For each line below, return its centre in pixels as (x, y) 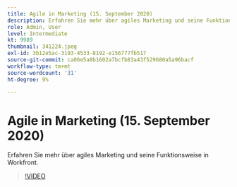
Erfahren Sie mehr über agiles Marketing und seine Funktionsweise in (108, 155)
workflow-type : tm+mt (39, 66)
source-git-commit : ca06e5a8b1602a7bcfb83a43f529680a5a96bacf (101, 60)
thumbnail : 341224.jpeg (42, 47)
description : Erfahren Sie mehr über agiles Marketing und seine (105, 20)
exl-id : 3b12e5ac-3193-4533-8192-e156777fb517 (77, 54)
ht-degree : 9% (28, 79)
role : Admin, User (34, 27)
